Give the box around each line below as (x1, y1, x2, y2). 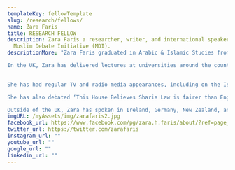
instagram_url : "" (7, 132, 61, 139)
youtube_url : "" (7, 139, 55, 146)
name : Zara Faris (7, 23, 58, 30)
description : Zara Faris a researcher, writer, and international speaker (7, 36, 230, 43)
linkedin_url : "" (7, 152, 58, 159)
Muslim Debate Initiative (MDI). (13, 43, 111, 50)
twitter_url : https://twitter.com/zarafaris (7, 126, 139, 133)
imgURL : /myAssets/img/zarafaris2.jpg (7, 113, 120, 120)
